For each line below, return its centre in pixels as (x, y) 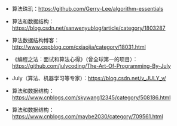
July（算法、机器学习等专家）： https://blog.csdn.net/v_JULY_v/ (89, 78)
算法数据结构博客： (36, 40)
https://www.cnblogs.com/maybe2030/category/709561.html (87, 116)
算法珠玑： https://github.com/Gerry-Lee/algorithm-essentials (87, 9)
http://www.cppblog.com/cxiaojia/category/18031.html (79, 47)
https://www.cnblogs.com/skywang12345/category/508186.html (91, 97)
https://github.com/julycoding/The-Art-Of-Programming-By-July (91, 66)
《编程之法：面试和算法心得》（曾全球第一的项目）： (75, 59)
